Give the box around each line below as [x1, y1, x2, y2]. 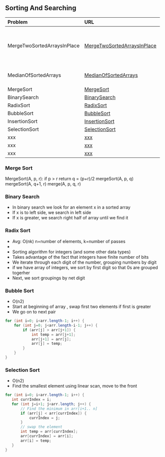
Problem [7, 18, 28, 25]
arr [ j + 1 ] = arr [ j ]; [31, 336, 71, 341]
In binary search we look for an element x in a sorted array [12, 204, 131, 211]
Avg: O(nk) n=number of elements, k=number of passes [12, 238, 126, 244]
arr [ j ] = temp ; [31, 341, 63, 346]
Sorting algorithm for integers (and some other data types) [12, 248, 131, 255]
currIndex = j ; [29, 415, 60, 420]
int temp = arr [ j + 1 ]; [31, 332, 76, 337]
